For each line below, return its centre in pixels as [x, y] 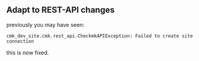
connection [20, 41]
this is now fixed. [28, 52]
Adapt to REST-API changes [61, 10]
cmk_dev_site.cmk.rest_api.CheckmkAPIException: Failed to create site [99, 36]
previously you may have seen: [45, 24]
